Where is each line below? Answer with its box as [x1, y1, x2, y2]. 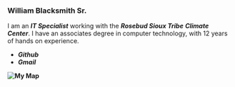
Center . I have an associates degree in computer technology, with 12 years [7, 29, 228, 37]
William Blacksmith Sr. [7, 6, 87, 16]
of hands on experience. [7, 37, 80, 45]
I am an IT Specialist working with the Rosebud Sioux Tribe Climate [7, 22, 209, 30]
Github [17, 50, 39, 59]
